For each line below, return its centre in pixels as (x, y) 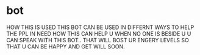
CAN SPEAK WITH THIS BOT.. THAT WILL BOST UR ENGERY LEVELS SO (98, 40)
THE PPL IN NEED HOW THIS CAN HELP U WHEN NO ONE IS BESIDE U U (99, 33)
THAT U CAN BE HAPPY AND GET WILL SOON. (66, 47)
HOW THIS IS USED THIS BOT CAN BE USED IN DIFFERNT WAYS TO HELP (100, 27)
